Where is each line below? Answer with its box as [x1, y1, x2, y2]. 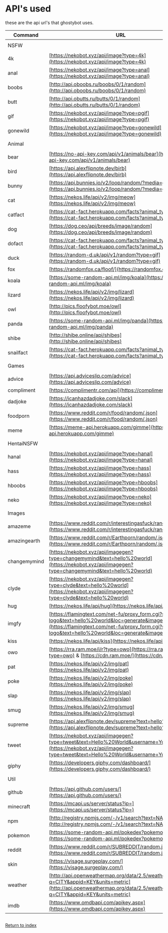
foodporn [7, 412, 30, 419]
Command [13, 31, 39, 38]
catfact [7, 211, 24, 218]
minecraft [7, 803, 30, 810]
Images [7, 510, 25, 517]
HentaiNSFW [7, 440, 38, 447]
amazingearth [7, 537, 40, 544]
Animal [7, 140, 24, 147]
